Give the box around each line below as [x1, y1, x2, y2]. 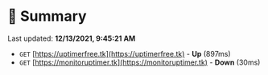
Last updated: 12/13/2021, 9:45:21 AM [7, 34, 136, 43]
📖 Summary [7, 7, 87, 26]
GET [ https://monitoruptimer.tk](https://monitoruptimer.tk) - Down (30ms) [19, 57, 261, 67]
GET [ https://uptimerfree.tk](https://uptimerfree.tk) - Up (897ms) [19, 49, 231, 58]
